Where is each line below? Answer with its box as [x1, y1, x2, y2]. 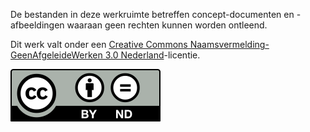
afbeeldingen [10, 19, 65, 31]
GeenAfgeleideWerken [10, 49, 103, 61]
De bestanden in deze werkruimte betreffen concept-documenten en [10, 9, 295, 20]
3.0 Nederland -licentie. [104, 49, 201, 61]
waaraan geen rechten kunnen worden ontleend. [66, 19, 268, 31]
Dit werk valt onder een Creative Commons [10, 39, 188, 50]
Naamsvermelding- [189, 39, 270, 50]
